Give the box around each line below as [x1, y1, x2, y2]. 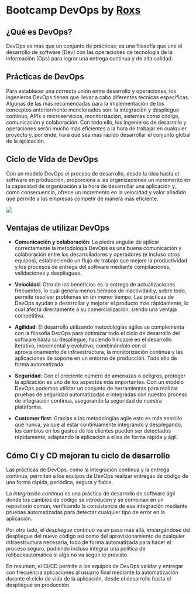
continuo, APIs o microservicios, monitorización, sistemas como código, [6, 112, 180, 119]
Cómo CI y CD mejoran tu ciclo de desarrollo [6, 450, 170, 461]
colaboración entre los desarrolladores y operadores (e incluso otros [14, 251, 180, 258]
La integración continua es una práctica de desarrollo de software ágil [6, 490, 176, 497]
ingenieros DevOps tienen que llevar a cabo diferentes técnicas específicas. [6, 93, 190, 100]
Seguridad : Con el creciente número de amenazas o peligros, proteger [14, 372, 186, 379]
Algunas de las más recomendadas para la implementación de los [6, 100, 165, 107]
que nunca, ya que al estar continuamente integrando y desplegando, [14, 421, 183, 428]
